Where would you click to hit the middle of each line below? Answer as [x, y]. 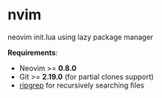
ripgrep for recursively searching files [81, 85]
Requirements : [33, 52]
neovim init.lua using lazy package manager [81, 37]
